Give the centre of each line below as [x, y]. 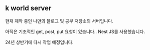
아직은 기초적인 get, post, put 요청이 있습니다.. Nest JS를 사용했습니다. [75, 31]
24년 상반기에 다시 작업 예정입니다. [39, 42]
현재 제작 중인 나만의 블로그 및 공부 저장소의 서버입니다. [59, 21]
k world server [28, 8]
